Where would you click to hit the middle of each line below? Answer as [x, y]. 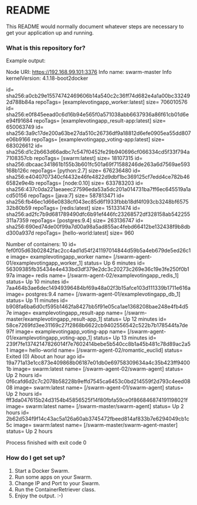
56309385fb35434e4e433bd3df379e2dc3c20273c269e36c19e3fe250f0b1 [98, 269]
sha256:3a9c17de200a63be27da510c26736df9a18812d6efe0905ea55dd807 [98, 133]
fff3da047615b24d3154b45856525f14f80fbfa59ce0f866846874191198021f [97, 400]
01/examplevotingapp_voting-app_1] [49, 338]
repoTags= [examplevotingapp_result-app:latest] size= [100, 121]
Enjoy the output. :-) [39, 496]
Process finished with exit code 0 [46, 443]
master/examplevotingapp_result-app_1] [54, 319]
